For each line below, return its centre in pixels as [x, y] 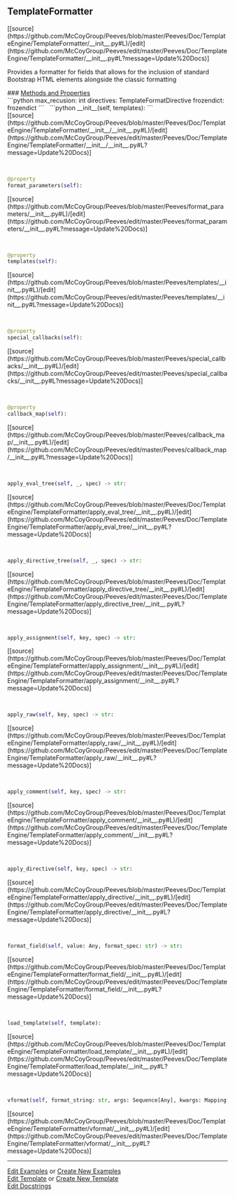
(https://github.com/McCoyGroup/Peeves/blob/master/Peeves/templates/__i [117, 283]
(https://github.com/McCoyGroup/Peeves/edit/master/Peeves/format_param [117, 221]
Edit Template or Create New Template [63, 1178]
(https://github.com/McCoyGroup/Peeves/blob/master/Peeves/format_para [115, 206]
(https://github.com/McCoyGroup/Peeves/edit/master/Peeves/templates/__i [116, 297]
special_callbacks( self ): [45, 338]
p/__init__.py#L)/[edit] [38, 442]
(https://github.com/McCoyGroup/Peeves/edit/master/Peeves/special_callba [117, 374]
